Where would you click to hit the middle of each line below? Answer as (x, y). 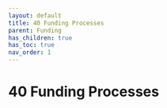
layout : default (35, 15)
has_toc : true (32, 45)
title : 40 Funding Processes (56, 23)
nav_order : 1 (30, 52)
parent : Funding (35, 30)
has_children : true (40, 38)
